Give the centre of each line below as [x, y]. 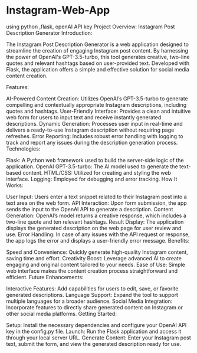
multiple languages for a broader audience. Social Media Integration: [89, 301]
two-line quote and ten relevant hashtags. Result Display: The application [95, 221]
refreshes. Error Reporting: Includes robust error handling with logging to [95, 136]
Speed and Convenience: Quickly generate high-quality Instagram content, [97, 252]
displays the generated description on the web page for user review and [94, 228]
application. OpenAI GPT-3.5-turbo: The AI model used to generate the [92, 166]
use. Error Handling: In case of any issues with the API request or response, [98, 234]
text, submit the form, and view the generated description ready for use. [94, 344]
